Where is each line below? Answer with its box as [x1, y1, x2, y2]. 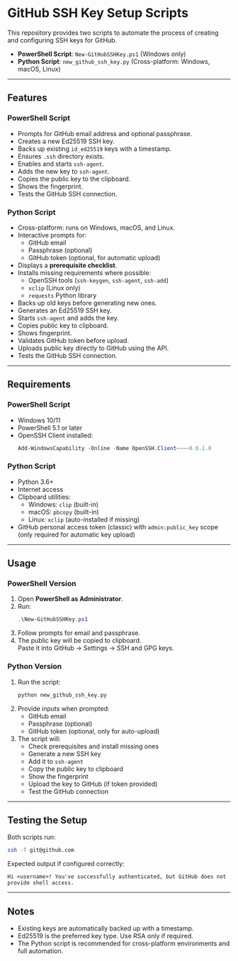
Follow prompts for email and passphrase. [17, 629, 140, 637]
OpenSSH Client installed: [17, 431, 93, 439]
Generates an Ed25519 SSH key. [17, 306, 112, 315]
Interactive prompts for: [17, 230, 87, 239]
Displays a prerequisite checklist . [17, 261, 118, 269]
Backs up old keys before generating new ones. [17, 298, 157, 307]
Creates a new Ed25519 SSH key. [17, 137, 115, 145]
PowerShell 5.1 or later [17, 423, 83, 432]
